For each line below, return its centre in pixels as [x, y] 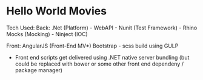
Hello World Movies [57, 11]
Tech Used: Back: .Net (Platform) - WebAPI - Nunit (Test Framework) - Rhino [102, 28]
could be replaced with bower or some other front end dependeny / [99, 64]
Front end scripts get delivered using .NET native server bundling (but [102, 57]
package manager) [38, 70]
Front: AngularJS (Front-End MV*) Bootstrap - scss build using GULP [92, 46]
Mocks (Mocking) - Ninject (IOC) [47, 34]
